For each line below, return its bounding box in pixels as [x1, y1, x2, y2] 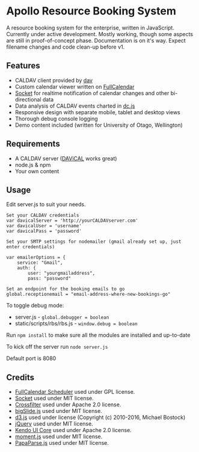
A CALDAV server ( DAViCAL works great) [14, 154, 117, 162]
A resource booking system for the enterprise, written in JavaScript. [6, 24, 174, 31]
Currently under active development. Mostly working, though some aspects [6, 30, 194, 37]
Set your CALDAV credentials [6, 212, 79, 219]
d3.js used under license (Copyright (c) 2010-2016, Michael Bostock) [14, 414, 186, 421]
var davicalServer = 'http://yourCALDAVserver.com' [6, 218, 138, 224]
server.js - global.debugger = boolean [14, 314, 109, 321]
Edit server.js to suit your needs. [6, 201, 86, 208]
